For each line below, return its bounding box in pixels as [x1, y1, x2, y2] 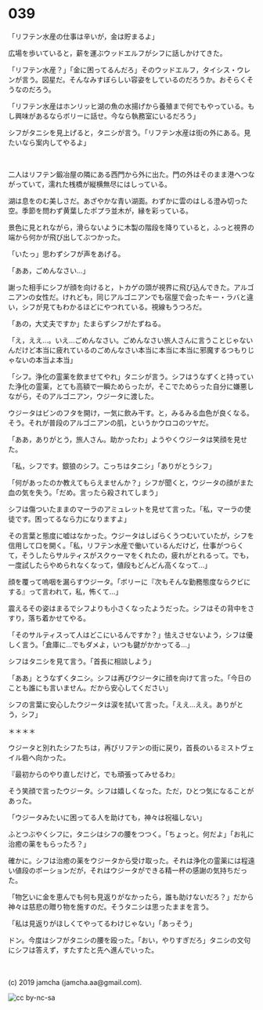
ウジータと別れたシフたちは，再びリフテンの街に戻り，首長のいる [8, 743, 221, 752]
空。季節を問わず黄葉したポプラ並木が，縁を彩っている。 [8, 206, 193, 215]
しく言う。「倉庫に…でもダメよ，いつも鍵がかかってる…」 [8, 639, 194, 649]
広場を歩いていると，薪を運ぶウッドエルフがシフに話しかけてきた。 [8, 48, 227, 57]
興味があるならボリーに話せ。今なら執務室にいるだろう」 [14, 111, 200, 120]
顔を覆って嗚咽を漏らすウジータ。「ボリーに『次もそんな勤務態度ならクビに [8, 576, 251, 586]
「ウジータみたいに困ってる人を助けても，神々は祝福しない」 [8, 812, 207, 822]
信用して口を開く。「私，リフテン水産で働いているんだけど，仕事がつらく [8, 540, 244, 550]
